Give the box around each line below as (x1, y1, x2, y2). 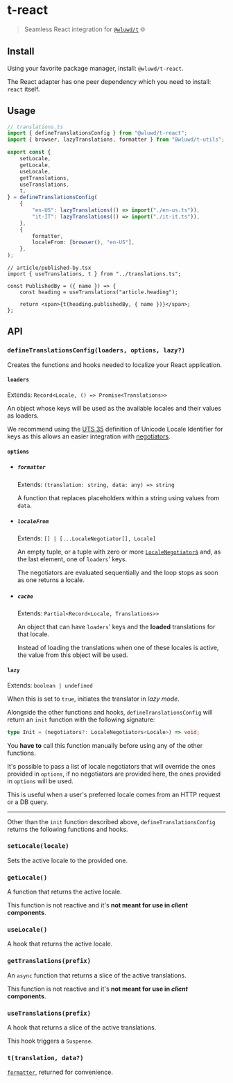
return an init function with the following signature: (7, 715, 155, 724)
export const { (7, 148, 51, 156)
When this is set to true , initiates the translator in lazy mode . (7, 694, 180, 703)
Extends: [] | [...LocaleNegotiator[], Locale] (17, 534, 156, 543)
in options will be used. (7, 776, 74, 785)
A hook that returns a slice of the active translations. (7, 1023, 157, 1032)
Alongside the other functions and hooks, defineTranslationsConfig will (7, 708, 213, 716)
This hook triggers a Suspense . (7, 1037, 94, 1046)
